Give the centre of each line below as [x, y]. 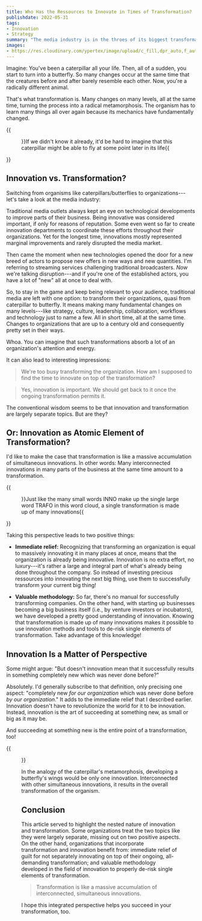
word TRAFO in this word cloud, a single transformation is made [100, 505]
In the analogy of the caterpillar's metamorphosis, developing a [100, 772]
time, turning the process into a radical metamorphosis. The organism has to [101, 105]
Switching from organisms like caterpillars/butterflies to [75, 193]
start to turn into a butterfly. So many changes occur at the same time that [98, 74]
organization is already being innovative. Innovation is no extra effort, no [104, 559]
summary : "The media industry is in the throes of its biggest [87, 40]
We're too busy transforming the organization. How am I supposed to [106, 371]
